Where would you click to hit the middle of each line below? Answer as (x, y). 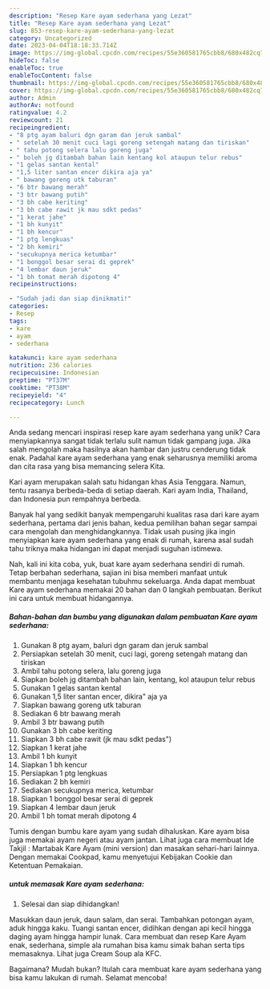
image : (20, 53)
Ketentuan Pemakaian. (46, 865)
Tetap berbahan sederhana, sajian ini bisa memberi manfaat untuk (118, 573)
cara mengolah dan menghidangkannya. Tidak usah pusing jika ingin (122, 532)
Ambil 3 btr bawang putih (62, 722)
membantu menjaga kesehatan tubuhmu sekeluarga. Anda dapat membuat (132, 582)
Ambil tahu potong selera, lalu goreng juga (91, 671)
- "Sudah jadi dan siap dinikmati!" (70, 299)
